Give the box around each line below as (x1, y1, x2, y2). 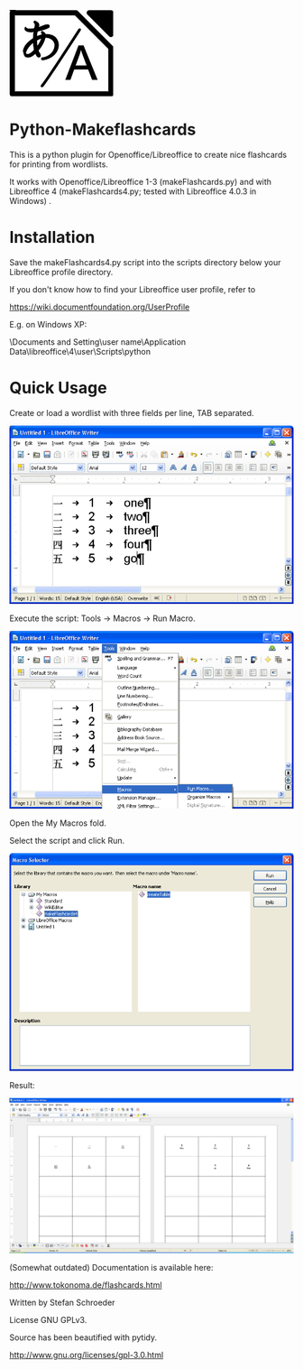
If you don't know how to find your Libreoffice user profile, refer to (9, 283, 256, 294)
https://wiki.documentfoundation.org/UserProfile (9, 301, 190, 312)
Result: (9, 1079, 35, 1090)
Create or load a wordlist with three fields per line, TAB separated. (9, 407, 254, 418)
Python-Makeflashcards (9, 119, 197, 140)
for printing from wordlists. (9, 159, 108, 170)
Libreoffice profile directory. (9, 266, 114, 277)
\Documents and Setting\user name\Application (9, 336, 187, 347)
